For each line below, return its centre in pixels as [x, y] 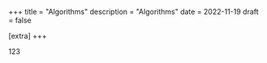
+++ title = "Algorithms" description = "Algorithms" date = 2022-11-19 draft [133, 12]
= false [20, 20]
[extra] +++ [28, 36]
